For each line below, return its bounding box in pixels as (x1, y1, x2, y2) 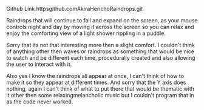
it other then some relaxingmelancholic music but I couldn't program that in (6, 92, 194, 99)
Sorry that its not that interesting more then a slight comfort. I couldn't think (6, 42, 195, 48)
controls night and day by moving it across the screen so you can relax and (6, 24, 194, 30)
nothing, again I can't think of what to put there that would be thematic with (6, 85, 194, 92)
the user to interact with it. (6, 60, 72, 68)
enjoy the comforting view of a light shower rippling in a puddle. (6, 30, 166, 37)
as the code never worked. (6, 98, 73, 105)
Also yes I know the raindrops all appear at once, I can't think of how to (6, 73, 184, 79)
